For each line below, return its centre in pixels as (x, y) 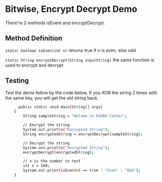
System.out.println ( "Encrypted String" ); (66, 130)
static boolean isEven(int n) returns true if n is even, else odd (71, 50)
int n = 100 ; (36, 166)
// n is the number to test (52, 161)
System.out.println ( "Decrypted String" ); (66, 148)
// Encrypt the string (46, 125)
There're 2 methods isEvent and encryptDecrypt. (55, 23)
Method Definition (34, 38)
